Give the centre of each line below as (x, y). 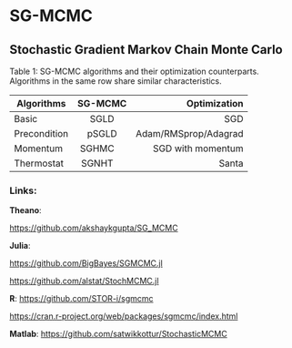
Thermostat (39, 163)
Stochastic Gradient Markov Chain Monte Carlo (146, 50)
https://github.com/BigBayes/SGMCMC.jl (86, 263)
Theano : (26, 210)
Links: (23, 190)
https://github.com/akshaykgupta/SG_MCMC (94, 228)
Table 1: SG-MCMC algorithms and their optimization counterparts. (134, 71)
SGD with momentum (198, 148)
